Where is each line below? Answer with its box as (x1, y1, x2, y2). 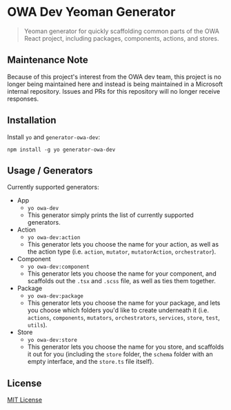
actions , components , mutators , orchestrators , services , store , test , (27, 314, 221, 322)
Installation (7, 114, 57, 126)
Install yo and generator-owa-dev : (7, 132, 101, 141)
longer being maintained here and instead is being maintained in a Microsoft (7, 80, 223, 88)
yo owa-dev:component (27, 263, 90, 271)
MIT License (7, 396, 43, 404)
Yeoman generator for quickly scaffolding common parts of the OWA (23, 27, 219, 35)
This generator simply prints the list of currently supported (27, 211, 194, 219)
